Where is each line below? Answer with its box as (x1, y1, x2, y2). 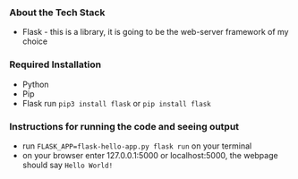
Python (21, 79, 49, 89)
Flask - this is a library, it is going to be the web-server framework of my (21, 27, 289, 38)
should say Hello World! (21, 159, 114, 170)
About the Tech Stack (9, 6, 106, 19)
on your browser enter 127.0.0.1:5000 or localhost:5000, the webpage (21, 149, 279, 160)
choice (21, 36, 48, 47)
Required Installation (9, 58, 101, 71)
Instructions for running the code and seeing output (9, 120, 240, 132)
